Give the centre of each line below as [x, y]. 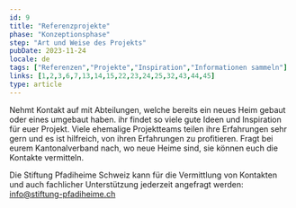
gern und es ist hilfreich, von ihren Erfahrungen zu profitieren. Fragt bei [141, 138]
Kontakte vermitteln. [47, 157]
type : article [36, 84]
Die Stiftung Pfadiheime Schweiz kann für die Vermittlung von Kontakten [143, 175]
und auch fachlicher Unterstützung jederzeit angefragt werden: [127, 184]
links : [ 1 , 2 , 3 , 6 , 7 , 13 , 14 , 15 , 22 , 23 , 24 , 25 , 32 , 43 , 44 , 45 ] [112, 76]
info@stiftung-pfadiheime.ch [63, 194]
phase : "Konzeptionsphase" [60, 34]
